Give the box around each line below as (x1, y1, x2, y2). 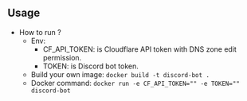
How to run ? (18, 27, 61, 37)
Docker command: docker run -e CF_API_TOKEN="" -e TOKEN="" (30, 78, 240, 87)
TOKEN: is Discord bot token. (42, 61, 139, 71)
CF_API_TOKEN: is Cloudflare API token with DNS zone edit (42, 44, 237, 54)
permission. (42, 52, 82, 62)
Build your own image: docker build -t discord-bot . (30, 69, 210, 79)
